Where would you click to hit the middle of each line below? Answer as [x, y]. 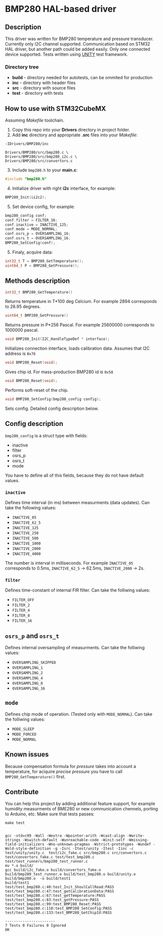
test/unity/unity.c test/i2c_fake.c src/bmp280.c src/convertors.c [76, 853]
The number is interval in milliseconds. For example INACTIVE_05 [69, 563]
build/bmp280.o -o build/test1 [38, 879]
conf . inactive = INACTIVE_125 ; [37, 225]
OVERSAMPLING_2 [27, 673]
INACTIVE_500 [25, 538]
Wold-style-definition [28, 849]
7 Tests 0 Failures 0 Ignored [36, 926]
